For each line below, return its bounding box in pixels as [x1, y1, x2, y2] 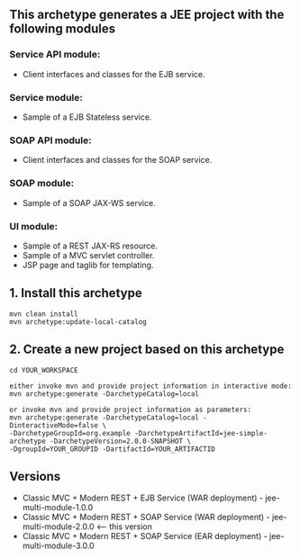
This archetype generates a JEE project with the [9, 7, 285, 22]
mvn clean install [9, 310, 78, 319]
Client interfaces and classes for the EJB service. [22, 68, 205, 79]
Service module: [9, 91, 83, 103]
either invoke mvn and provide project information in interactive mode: [9, 382, 293, 391]
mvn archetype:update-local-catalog [9, 317, 147, 327]
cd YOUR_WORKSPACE [9, 365, 78, 374]
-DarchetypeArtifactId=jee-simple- [133, 428, 268, 437]
